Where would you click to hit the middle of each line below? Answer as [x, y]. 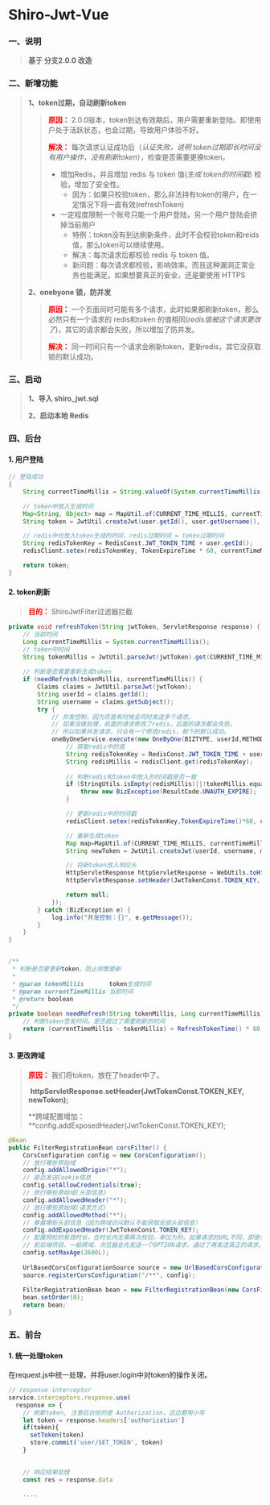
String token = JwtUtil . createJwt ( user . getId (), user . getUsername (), [142, 522]
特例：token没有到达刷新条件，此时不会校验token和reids [166, 235]
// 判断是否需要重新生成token [67, 672]
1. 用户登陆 [26, 459]
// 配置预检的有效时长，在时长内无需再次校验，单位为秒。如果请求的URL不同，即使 [141, 1238]
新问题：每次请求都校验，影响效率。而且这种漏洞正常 [160, 264]
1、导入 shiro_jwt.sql [63, 399]
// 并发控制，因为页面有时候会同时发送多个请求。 [123, 717]
